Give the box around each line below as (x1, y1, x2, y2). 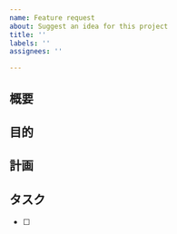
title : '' (9, 30, 47, 39)
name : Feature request (9, 13, 95, 23)
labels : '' (9, 38, 51, 48)
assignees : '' (9, 47, 64, 56)
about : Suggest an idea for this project (9, 22, 169, 31)
